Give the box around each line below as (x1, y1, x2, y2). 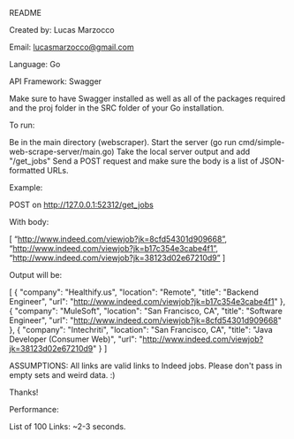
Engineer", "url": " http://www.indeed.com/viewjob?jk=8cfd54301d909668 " (9, 315, 283, 326)
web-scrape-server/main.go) (9, 146, 115, 157)
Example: (9, 182, 43, 193)
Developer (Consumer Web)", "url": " (9, 334, 143, 344)
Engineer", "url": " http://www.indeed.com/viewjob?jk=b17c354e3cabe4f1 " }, (9, 297, 286, 306)
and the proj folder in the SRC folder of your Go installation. (9, 103, 225, 113)
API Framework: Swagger (9, 76, 102, 87)
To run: (9, 119, 35, 130)
